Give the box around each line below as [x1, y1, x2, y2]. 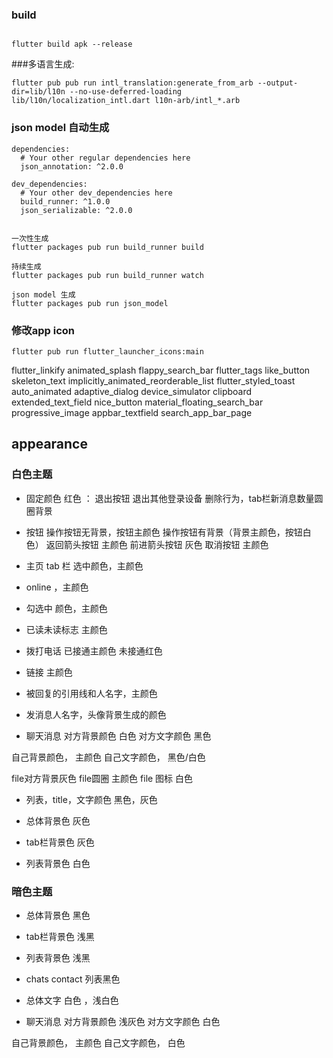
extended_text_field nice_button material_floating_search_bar [11, 396, 264, 408]
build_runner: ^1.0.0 [20, 196, 111, 207]
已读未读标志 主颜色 [25, 623, 108, 635]
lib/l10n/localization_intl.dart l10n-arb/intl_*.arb [11, 96, 241, 106]
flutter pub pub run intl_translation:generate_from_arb [11, 78, 254, 88]
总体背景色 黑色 [25, 909, 91, 921]
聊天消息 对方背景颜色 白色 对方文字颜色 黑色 [25, 729, 212, 742]
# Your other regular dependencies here [20, 153, 191, 163]
